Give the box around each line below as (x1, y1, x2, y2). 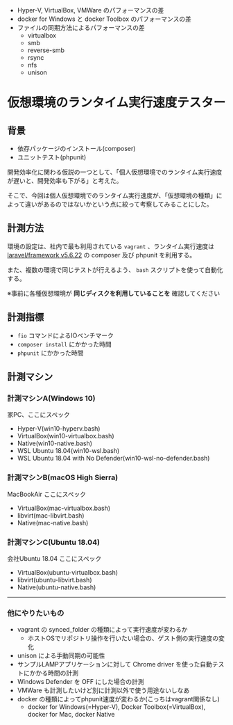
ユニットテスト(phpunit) (17, 153, 87, 161)
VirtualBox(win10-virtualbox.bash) (17, 432, 114, 440)
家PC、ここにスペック (7, 411, 71, 419)
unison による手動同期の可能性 (17, 651, 105, 660)
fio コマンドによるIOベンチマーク (17, 331, 114, 340)
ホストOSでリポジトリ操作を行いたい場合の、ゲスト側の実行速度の (27, 634, 219, 642)
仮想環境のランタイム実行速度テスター (7, 95, 226, 111)
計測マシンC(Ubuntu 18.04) (7, 537, 101, 547)
